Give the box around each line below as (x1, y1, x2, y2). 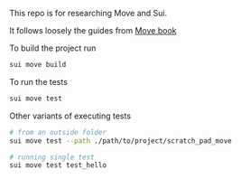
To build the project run (9, 42, 97, 53)
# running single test (9, 153, 95, 162)
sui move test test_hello (9, 161, 107, 170)
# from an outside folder (9, 127, 107, 137)
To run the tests (9, 76, 68, 87)
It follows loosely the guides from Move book (9, 25, 177, 35)
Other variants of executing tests (9, 110, 132, 121)
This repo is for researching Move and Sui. (9, 8, 168, 18)
